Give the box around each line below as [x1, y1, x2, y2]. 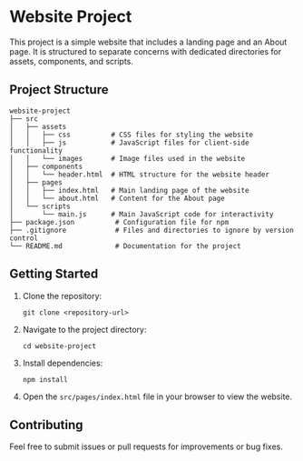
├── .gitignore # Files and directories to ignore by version [9, 225, 295, 235]
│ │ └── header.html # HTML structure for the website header [9, 170, 270, 179]
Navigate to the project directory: [22, 324, 147, 335]
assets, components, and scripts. [9, 55, 134, 66]
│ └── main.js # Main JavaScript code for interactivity [9, 209, 274, 219]
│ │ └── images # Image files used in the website [9, 154, 246, 163]
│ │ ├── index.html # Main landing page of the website [9, 185, 249, 195]
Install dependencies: [22, 357, 103, 368]
